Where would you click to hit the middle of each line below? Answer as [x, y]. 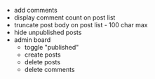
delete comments [49, 70]
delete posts [42, 62]
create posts [42, 55]
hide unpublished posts [48, 32]
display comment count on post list [65, 17]
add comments [35, 10]
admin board [32, 40]
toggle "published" [52, 47]
